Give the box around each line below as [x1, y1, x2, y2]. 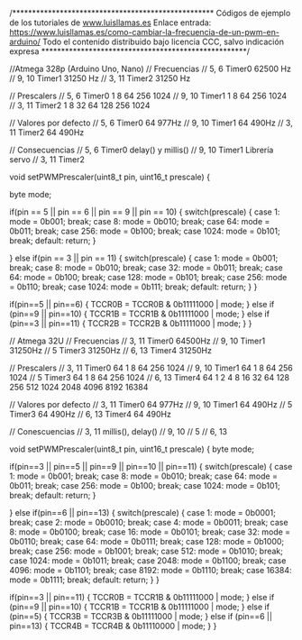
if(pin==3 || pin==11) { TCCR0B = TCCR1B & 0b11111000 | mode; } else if [9, 592, 275, 602]
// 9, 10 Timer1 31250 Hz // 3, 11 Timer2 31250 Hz [9, 73, 191, 84]
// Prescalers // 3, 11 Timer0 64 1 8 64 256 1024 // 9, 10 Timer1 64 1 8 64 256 [9, 362, 293, 373]
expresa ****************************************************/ [9, 46, 251, 57]
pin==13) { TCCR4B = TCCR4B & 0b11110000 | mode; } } [9, 621, 217, 631]
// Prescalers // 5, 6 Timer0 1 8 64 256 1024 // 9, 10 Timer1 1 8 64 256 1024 [9, 90, 288, 101]
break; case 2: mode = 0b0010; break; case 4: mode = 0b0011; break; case [9, 517, 288, 527]
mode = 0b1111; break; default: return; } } [9, 574, 160, 585]
